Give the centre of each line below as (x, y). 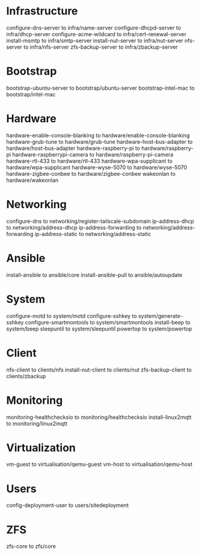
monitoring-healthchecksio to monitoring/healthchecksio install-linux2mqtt (99, 417)
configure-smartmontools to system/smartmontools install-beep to (108, 322)
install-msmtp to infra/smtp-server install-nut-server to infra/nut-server (95, 40)
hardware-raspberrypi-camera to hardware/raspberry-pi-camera (92, 154)
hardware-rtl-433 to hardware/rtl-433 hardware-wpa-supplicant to (89, 161)
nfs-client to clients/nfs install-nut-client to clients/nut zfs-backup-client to (99, 370)
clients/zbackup (26, 376)
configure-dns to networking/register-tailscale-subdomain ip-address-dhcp (100, 221)
